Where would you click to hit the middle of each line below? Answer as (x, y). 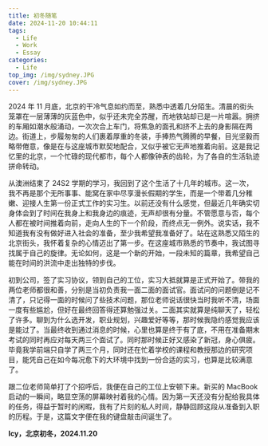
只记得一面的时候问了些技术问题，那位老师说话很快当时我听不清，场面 (144, 299)
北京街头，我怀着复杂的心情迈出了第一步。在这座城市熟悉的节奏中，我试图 (130, 243)
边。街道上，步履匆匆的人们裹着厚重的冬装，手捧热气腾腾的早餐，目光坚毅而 (134, 136)
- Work (26, 45)
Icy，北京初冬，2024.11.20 (53, 433)
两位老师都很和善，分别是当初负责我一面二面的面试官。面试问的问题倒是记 (130, 290)
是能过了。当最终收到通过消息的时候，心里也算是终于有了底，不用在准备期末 (134, 330)
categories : (28, 61)
